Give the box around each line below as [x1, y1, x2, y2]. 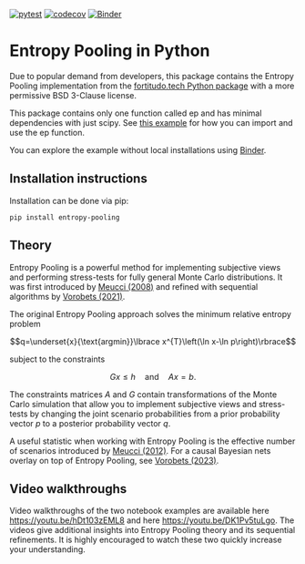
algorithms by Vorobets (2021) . [9, 291, 126, 302]
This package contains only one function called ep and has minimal [9, 108, 262, 118]
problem [9, 318, 41, 329]
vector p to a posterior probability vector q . [9, 417, 171, 428]
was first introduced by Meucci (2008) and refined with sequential [9, 281, 259, 292]
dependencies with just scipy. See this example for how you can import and [9, 117, 293, 128]
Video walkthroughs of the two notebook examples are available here [9, 506, 270, 517]
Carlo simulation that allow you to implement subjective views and [9, 398, 257, 409]
